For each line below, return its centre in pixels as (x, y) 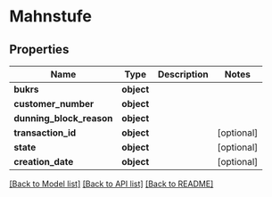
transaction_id (45, 133)
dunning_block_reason (63, 118)
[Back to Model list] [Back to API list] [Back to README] (111, 184)
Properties (39, 49)
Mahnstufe (50, 16)
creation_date (44, 162)
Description (183, 74)
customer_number (54, 104)
